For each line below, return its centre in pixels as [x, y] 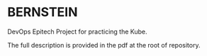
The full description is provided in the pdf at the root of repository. [104, 45]
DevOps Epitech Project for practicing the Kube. [77, 31]
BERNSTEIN [43, 12]
